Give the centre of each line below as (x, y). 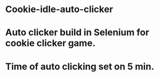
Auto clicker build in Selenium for (77, 33)
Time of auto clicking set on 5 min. (80, 66)
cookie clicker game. (50, 43)
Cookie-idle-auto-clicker (59, 9)
